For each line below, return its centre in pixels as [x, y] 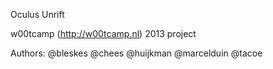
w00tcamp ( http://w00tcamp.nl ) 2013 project [103, 33]
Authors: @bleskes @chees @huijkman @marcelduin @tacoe [136, 53]
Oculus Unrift [37, 14]
